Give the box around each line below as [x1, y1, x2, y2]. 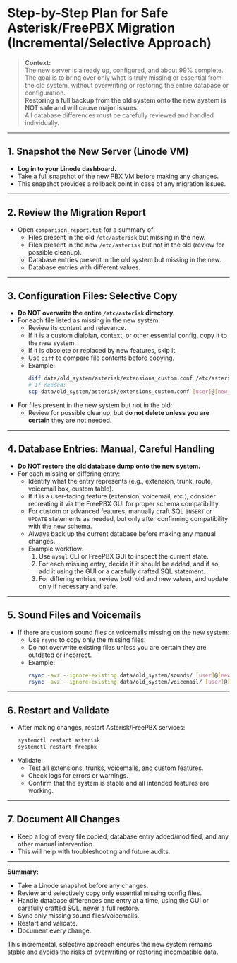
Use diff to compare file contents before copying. [28, 354, 175, 362]
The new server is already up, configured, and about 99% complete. [24, 66, 224, 74]
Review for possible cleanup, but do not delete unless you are [28, 409, 210, 416]
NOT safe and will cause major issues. [24, 103, 140, 112]
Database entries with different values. [28, 263, 141, 272]
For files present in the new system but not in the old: [17, 401, 173, 409]
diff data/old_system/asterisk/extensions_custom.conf [28, 375, 193, 383]
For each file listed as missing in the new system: [17, 316, 161, 325]
